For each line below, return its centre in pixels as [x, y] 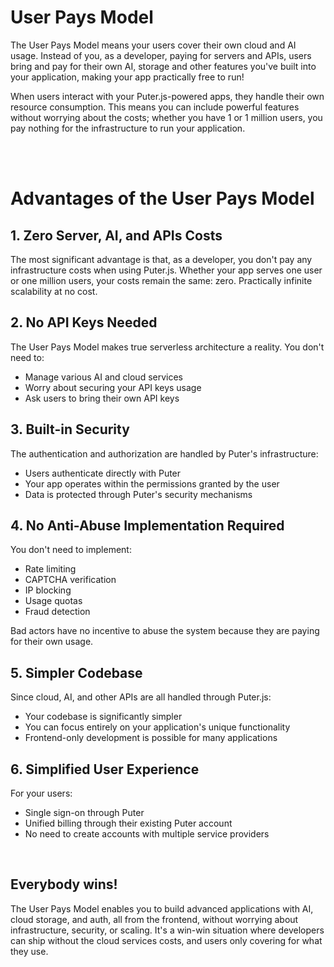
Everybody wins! [64, 884]
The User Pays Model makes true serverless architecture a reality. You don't [167, 347]
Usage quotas [53, 601]
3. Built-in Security [70, 429]
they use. [29, 951]
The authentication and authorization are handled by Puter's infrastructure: [164, 453]
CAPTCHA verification [70, 580]
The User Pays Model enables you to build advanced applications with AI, [162, 908]
